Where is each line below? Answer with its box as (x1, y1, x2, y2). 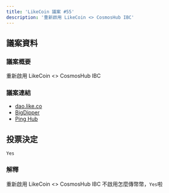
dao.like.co (14, 102, 43, 110)
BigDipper (14, 109, 40, 116)
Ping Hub (14, 115, 38, 123)
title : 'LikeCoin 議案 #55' (6, 8, 75, 15)
